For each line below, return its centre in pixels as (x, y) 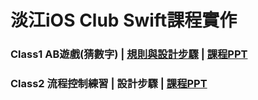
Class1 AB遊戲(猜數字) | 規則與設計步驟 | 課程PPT (129, 54)
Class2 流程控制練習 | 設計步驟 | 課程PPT (109, 84)
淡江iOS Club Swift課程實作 (124, 20)
